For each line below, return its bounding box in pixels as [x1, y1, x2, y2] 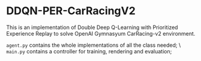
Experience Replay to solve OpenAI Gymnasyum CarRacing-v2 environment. [6, 30, 196, 37]
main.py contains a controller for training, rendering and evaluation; [6, 47, 172, 54]
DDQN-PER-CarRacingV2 [6, 4, 136, 18]
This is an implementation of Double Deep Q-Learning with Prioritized [6, 24, 178, 31]
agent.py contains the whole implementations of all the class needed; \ [6, 41, 181, 49]
